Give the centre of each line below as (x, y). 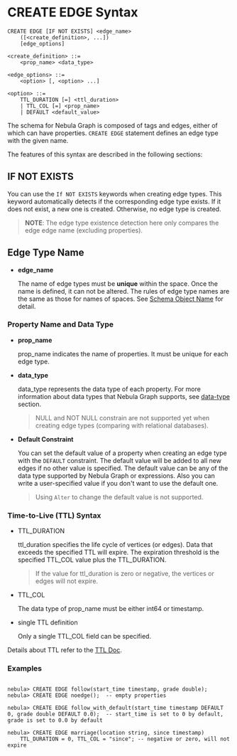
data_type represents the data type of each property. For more (109, 389)
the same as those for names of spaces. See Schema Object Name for (120, 299)
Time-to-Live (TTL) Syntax (54, 515)
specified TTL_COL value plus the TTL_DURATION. (92, 560)
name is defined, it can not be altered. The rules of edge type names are (123, 291)
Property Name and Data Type (60, 324)
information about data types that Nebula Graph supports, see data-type (124, 396)
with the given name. (38, 140)
